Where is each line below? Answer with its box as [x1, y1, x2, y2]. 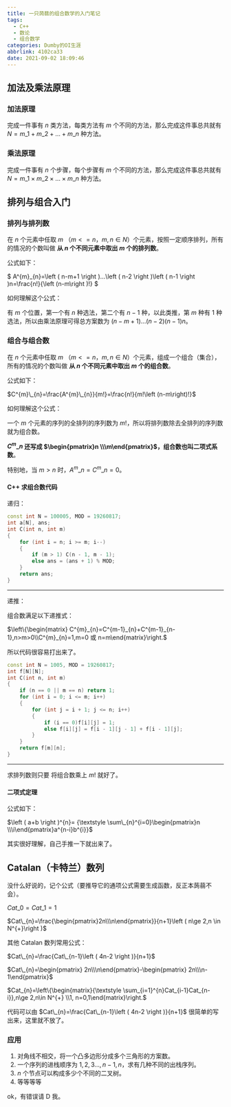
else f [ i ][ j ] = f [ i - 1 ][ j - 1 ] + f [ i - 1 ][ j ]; [43, 725, 184, 732]
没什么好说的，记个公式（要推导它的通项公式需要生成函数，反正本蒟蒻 [7, 881, 206, 889]
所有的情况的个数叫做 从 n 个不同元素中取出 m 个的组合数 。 [7, 362, 175, 370]
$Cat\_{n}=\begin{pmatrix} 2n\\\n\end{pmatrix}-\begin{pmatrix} [7, 965, 187, 974]
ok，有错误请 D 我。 [7, 1093, 65, 1101]
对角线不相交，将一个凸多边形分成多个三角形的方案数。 [16, 1052, 174, 1060]
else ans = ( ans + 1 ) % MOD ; [32, 558, 115, 565]
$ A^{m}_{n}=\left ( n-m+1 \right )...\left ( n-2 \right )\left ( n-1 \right [7, 272, 195, 281]
